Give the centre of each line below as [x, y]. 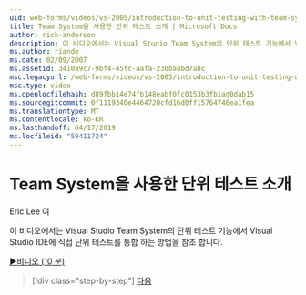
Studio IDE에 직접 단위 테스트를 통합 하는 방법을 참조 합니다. [116, 241]
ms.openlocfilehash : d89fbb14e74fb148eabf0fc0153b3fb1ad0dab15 [132, 94]
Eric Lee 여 [30, 211]
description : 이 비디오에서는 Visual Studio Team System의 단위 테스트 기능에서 [150, 43]
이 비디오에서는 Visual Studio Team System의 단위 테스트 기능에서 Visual [141, 230]
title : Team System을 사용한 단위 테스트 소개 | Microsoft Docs [123, 26]
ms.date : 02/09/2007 [49, 60]
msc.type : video [40, 86]
